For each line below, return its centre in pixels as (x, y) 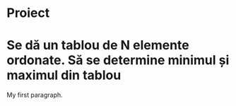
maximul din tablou (64, 75)
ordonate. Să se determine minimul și (118, 60)
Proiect (28, 13)
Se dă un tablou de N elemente (98, 46)
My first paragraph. (35, 95)
